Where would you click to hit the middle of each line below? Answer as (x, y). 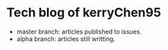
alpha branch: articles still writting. (66, 38)
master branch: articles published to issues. (79, 32)
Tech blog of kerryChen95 (84, 13)
